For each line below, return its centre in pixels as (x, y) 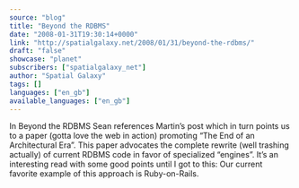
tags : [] (26, 84)
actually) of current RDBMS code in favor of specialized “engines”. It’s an (144, 155)
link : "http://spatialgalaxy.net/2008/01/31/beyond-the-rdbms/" (132, 43)
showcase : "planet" (46, 59)
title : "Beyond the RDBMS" (60, 26)
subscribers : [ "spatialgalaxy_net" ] (78, 68)
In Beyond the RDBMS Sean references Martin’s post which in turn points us (149, 126)
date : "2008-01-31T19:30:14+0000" (74, 34)
